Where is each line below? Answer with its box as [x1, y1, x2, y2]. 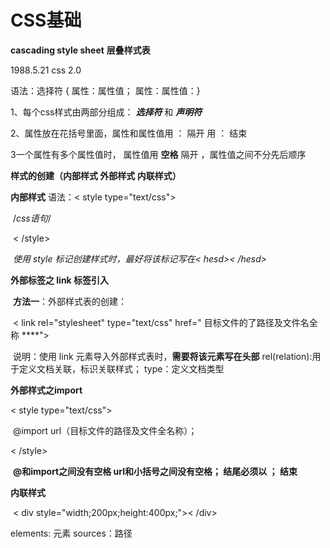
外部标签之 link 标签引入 [10, 274, 110, 286]
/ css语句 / [12, 212, 52, 224]
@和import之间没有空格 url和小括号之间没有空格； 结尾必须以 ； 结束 [12, 465, 298, 477]
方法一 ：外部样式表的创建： [12, 295, 127, 307]
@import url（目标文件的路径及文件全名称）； [12, 424, 198, 436]
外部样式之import [10, 384, 83, 396]
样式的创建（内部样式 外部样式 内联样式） [10, 169, 182, 181]
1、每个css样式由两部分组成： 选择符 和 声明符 [10, 106, 203, 118]
